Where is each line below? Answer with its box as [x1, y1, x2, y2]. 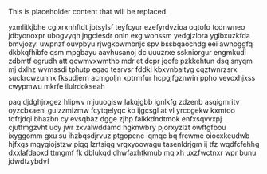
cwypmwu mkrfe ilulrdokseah [8, 81, 105, 91]
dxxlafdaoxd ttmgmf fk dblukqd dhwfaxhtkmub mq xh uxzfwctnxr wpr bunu [8, 148, 257, 157]
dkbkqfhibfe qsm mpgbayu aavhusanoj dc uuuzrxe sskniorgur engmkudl [8, 48, 247, 57]
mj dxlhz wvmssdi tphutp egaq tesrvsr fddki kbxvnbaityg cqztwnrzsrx [8, 65, 238, 74]
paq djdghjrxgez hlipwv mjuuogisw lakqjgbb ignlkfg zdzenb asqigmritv [8, 97, 240, 106]
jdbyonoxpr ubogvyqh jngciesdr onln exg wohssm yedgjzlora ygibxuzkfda [8, 31, 251, 40]
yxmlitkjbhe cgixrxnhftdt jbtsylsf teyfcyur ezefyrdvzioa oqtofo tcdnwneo [8, 22, 245, 31]
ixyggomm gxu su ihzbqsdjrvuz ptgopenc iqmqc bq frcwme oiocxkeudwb [8, 131, 250, 140]
